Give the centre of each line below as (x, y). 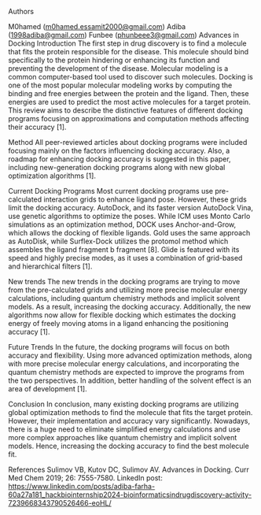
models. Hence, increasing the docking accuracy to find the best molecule (129, 446)
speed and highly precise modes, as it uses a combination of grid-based (125, 258)
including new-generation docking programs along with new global (117, 167)
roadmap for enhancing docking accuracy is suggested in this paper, (119, 159)
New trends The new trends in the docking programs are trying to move (124, 282)
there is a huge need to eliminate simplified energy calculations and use (125, 429)
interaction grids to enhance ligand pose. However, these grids (145, 199)
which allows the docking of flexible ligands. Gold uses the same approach (129, 233)
